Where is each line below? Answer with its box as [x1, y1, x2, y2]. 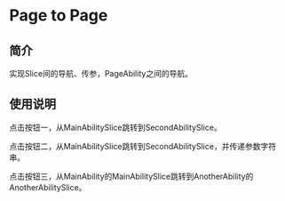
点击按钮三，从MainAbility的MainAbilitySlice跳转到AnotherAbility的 [9, 171, 254, 181]
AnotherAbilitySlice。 [9, 181, 87, 192]
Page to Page [9, 5, 108, 26]
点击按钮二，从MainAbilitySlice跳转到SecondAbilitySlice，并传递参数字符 [9, 141, 277, 151]
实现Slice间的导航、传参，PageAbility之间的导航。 [9, 68, 194, 78]
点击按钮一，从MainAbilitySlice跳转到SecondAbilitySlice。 [9, 122, 222, 133]
